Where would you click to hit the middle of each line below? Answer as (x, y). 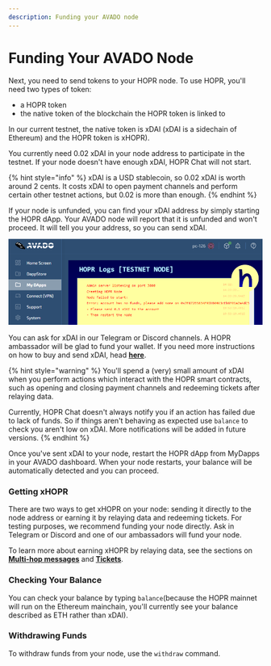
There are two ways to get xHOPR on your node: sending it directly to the (130, 509)
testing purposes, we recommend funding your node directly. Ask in (121, 526)
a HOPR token (43, 104)
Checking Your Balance (55, 580)
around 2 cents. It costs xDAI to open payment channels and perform (123, 186)
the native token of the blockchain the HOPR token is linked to (123, 113)
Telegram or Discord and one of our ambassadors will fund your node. (125, 535)
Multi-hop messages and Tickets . (66, 559)
